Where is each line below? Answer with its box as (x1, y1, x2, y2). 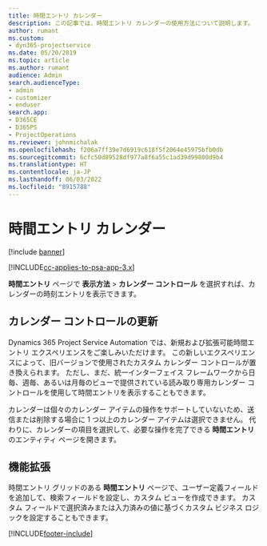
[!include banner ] (8, 247, 66, 256)
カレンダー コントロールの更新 (8, 315, 158, 328)
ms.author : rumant (8, 64, 70, 72)
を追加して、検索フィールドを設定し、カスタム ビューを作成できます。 (8, 493, 241, 503)
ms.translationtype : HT (8, 161, 88, 169)
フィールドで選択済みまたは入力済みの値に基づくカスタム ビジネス (23, 503, 244, 512)
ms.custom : (8, 34, 45, 42)
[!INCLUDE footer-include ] (8, 529, 94, 539)
